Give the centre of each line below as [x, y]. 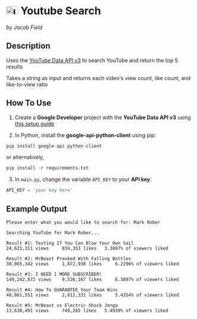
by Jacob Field [24, 27]
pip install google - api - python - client [54, 146]
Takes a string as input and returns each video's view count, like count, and [99, 78]
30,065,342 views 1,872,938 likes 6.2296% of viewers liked [93, 264]
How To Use [29, 103]
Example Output [36, 209]
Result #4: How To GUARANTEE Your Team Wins [62, 290]
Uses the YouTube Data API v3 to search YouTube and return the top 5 [92, 60]
